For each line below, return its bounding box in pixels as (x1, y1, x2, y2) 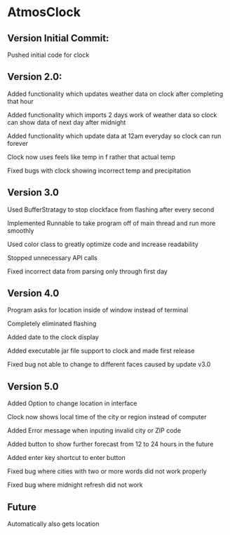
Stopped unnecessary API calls (7, 253, 98, 262)
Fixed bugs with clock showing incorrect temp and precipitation (7, 166, 191, 175)
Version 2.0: (7, 71, 62, 83)
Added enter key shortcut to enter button (7, 454, 126, 462)
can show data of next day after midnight (7, 118, 126, 126)
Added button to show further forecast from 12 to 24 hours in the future (7, 440, 214, 449)
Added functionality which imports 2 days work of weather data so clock (7, 110, 217, 119)
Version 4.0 (7, 287, 60, 299)
